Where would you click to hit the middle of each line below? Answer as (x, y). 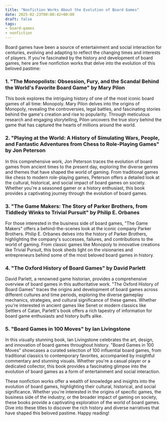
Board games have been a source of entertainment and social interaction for (83, 47)
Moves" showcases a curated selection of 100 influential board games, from (83, 351)
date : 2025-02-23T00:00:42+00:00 (40, 14)
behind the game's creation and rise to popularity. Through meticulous (78, 114)
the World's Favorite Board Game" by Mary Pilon (65, 87)
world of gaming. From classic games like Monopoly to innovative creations (83, 244)
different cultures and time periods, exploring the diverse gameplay (74, 295)
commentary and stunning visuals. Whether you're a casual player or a (78, 361)
